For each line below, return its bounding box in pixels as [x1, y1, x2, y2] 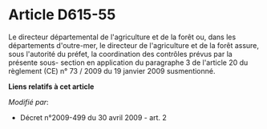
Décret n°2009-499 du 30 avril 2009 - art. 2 [19, 112, 167, 122]
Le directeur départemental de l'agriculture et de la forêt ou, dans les [8, 32, 237, 42]
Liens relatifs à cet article [8, 82, 95, 91]
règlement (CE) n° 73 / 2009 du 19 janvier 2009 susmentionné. [8, 66, 216, 75]
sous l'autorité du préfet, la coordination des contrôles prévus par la [8, 49, 233, 58]
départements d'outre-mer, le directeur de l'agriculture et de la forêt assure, [8, 40, 259, 50]
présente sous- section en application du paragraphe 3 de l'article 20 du [8, 58, 249, 67]
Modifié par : [8, 97, 50, 107]
